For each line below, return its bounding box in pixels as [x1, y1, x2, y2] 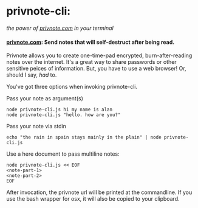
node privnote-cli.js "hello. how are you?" [6, 112, 121, 118]
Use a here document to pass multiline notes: [6, 150, 120, 158]
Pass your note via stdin [6, 123, 67, 130]
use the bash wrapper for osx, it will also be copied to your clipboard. [6, 195, 180, 203]
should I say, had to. [6, 71, 57, 78]
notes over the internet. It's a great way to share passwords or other [6, 58, 177, 66]
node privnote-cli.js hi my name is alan [6, 106, 113, 113]
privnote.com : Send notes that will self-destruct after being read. [6, 38, 175, 46]
